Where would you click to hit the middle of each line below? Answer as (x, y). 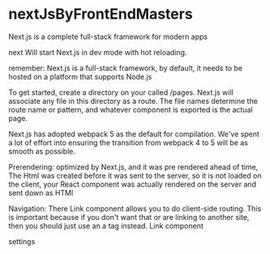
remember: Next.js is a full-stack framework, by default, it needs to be (126, 68)
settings (22, 241)
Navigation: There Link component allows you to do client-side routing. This (135, 209)
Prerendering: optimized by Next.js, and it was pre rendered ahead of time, (133, 166)
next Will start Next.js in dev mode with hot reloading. (98, 52)
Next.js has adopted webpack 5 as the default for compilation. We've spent (134, 134)
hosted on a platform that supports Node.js (80, 76)
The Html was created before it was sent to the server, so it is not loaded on (135, 175)
